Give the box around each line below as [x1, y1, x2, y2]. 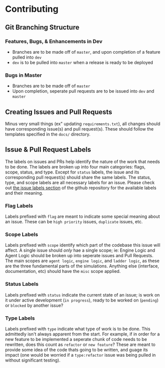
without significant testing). [5, 357, 61, 363]
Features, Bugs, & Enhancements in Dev [5, 38, 102, 45]
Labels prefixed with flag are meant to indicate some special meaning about [5, 213, 160, 220]
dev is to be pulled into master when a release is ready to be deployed [12, 59, 154, 65]
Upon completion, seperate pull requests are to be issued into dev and [12, 88, 154, 94]
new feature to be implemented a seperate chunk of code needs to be [5, 336, 147, 342]
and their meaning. [5, 190, 43, 196]
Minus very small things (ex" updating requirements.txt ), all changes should [5, 121, 161, 127]
